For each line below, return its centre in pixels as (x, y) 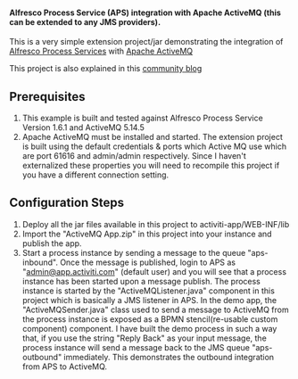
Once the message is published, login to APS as (148, 262)
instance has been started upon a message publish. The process (141, 281)
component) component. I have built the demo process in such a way (149, 328)
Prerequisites (47, 97)
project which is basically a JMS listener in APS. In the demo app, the (149, 300)
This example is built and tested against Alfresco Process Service (142, 118)
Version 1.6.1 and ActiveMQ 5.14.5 (83, 128)
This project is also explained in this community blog (106, 69)
